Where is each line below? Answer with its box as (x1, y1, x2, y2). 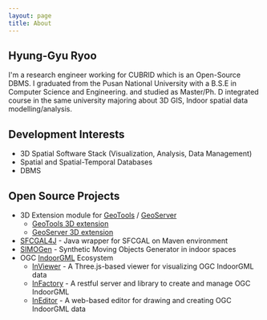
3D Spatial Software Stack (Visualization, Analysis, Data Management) (19, 149, 253, 159)
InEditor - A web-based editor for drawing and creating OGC (31, 295, 232, 305)
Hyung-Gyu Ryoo (8, 49, 98, 63)
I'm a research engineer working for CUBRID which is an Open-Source (8, 70, 241, 80)
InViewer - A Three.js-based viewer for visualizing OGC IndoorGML (31, 261, 254, 271)
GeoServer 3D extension (31, 227, 114, 237)
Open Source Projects (8, 189, 120, 203)
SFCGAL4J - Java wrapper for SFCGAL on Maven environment (19, 236, 229, 245)
